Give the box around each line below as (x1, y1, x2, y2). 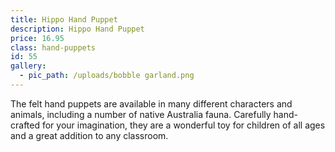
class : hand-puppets (10, 42, 97, 53)
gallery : (10, 61, 47, 71)
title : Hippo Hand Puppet (10, 14, 118, 25)
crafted (10, 119, 41, 131)
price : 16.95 (10, 33, 65, 43)
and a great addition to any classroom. (10, 129, 169, 141)
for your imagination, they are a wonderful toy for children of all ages (41, 119, 326, 131)
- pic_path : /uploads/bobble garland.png (19, 71, 195, 81)
